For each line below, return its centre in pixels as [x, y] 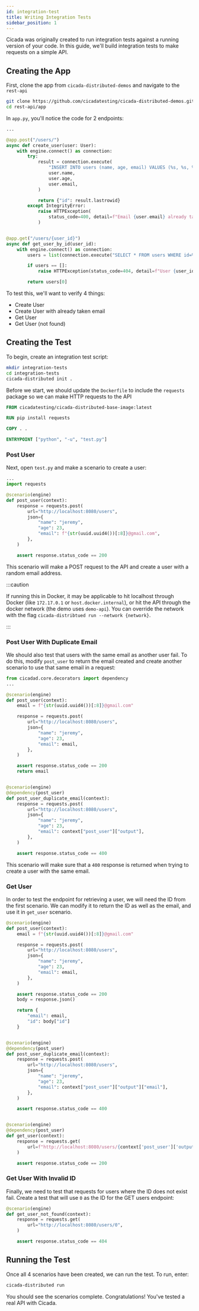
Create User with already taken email [60, 311]
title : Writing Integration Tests [49, 17]
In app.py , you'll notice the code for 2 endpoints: [65, 118]
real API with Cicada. [32, 1303]
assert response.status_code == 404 [62, 1241]
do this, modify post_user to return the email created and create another [94, 661]
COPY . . [17, 429]
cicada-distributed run [36, 1285]
